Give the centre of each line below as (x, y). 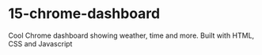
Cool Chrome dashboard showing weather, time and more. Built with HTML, (131, 35)
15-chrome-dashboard (84, 14)
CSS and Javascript (40, 43)
